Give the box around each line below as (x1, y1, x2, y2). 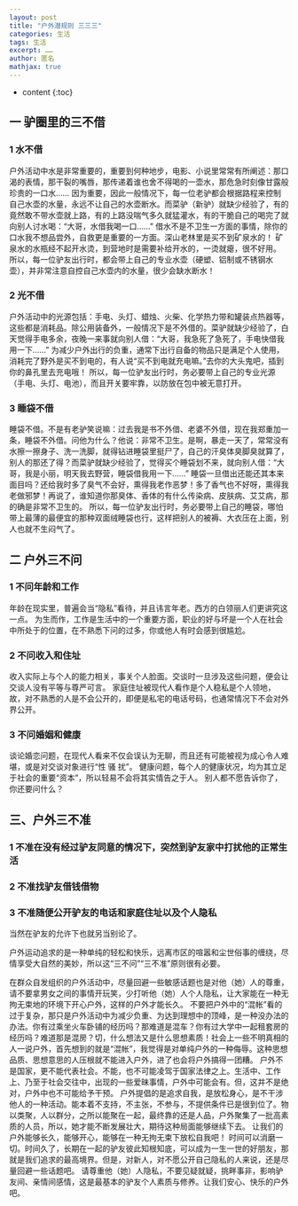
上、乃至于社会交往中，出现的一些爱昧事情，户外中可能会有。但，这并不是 (9, 1077, 281, 1087)
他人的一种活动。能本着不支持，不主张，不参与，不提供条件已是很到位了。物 (9, 1099, 289, 1109)
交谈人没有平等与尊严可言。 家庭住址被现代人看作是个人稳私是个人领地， (9, 682, 276, 693)
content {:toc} (21, 86, 74, 98)
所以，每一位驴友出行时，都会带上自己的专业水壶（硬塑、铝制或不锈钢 (9, 254, 266, 264)
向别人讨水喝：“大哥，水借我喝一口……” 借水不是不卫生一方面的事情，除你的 (9, 221, 288, 231)
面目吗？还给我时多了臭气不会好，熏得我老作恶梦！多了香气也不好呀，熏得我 (9, 480, 289, 490)
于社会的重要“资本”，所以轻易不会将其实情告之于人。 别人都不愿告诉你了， (9, 772, 283, 783)
